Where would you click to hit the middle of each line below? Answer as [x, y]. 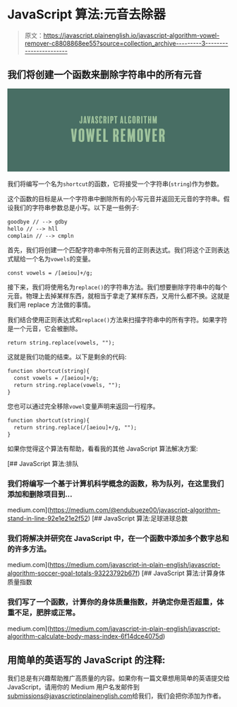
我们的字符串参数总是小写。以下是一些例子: [76, 207]
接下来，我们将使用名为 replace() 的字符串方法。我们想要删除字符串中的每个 [117, 287]
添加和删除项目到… [40, 494]
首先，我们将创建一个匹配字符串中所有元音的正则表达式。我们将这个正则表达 [119, 250]
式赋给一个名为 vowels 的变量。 [51, 259]
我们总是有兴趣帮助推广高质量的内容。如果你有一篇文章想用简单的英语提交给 [119, 678]
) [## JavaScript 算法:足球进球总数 [138, 518]
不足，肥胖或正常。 [47, 613]
